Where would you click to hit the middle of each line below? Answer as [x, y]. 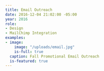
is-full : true [29, 51]
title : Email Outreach [29, 10]
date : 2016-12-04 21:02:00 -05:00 [41, 14]
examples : [15, 38]
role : [11, 24]
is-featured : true [29, 61]
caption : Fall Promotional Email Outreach [54, 56]
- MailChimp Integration [31, 33]
